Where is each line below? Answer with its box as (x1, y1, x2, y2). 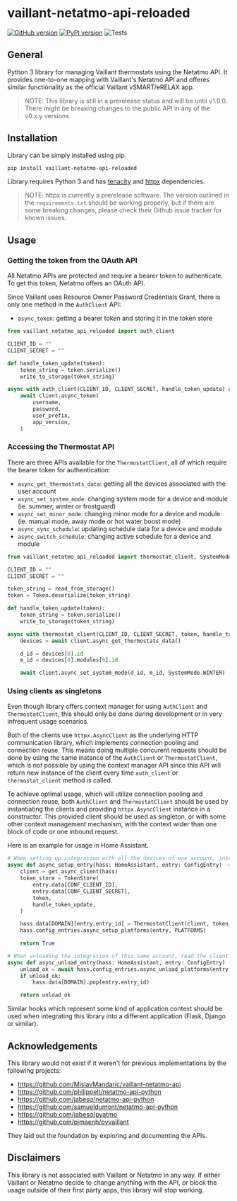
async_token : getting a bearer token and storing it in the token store (17, 314, 213, 323)
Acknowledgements (7, 1040, 98, 1052)
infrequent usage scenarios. (7, 717, 90, 726)
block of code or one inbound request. (7, 827, 119, 836)
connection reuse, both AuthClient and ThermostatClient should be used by (7, 797, 229, 806)
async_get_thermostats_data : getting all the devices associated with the (17, 479, 226, 488)
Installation (7, 132, 58, 144)
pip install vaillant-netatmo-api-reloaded (7, 164, 138, 171)
